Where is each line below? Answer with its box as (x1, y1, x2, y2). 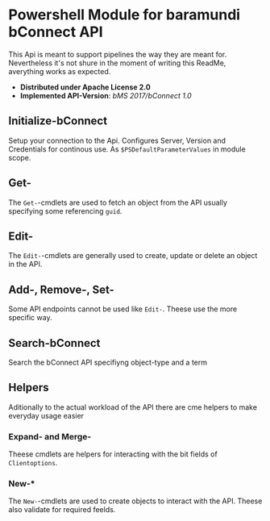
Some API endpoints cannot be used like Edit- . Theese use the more (8, 304, 238, 314)
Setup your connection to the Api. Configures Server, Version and (8, 135, 226, 145)
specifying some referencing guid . (8, 206, 123, 215)
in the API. (8, 260, 43, 269)
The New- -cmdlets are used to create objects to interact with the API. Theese (8, 496, 263, 506)
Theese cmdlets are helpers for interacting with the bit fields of (8, 449, 218, 459)
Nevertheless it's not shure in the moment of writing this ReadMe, (8, 58, 226, 68)
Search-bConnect (8, 336, 101, 350)
